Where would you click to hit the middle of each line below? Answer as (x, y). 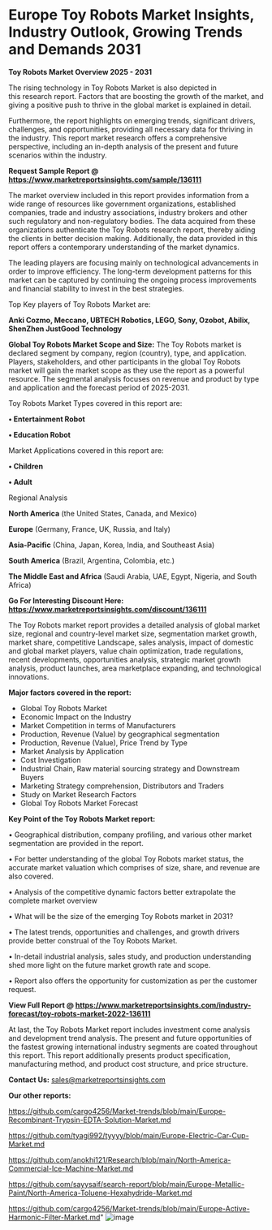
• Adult (20, 481)
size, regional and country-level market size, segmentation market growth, (133, 633)
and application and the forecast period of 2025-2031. (99, 387)
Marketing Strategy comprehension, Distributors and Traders (122, 786)
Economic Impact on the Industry (76, 717)
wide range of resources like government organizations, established (122, 204)
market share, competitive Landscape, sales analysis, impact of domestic (131, 642)
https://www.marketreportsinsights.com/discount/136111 (108, 609)
